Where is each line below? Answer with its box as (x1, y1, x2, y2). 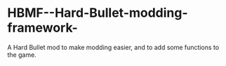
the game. (7, 51, 36, 59)
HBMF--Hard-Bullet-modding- (7, 5, 188, 21)
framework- (7, 20, 79, 36)
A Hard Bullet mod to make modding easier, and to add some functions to (7, 43, 220, 51)
